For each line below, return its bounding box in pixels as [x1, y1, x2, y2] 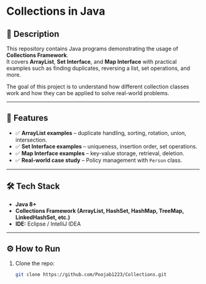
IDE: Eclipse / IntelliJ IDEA [15, 220, 81, 228]
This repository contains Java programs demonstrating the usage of [6, 45, 179, 52]
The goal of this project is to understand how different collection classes [6, 83, 189, 90]
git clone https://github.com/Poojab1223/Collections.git [15, 272, 167, 278]
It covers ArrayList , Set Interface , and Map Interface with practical [6, 58, 177, 65]
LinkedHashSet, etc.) [15, 213, 71, 221]
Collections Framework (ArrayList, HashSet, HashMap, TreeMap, [15, 207, 184, 214]
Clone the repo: [15, 259, 55, 267]
